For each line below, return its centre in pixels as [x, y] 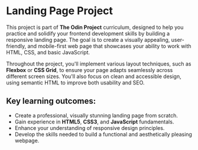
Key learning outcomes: [51, 101]
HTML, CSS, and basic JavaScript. [48, 52]
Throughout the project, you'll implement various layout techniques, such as [99, 64]
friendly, [16, 46]
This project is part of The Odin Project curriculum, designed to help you [95, 27]
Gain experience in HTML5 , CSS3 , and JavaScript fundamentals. [94, 122]
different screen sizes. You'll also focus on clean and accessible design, [94, 76]
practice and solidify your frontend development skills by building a [88, 33]
